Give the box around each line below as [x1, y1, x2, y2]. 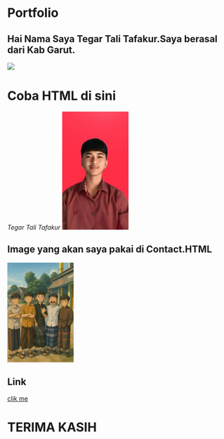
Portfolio [7, 5, 59, 21]
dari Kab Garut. [7, 44, 76, 55]
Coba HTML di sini [7, 88, 117, 104]
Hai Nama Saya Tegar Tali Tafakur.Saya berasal [7, 33, 218, 45]
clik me [7, 395, 28, 403]
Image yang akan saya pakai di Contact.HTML [7, 244, 213, 256]
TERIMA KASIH [7, 419, 97, 435]
